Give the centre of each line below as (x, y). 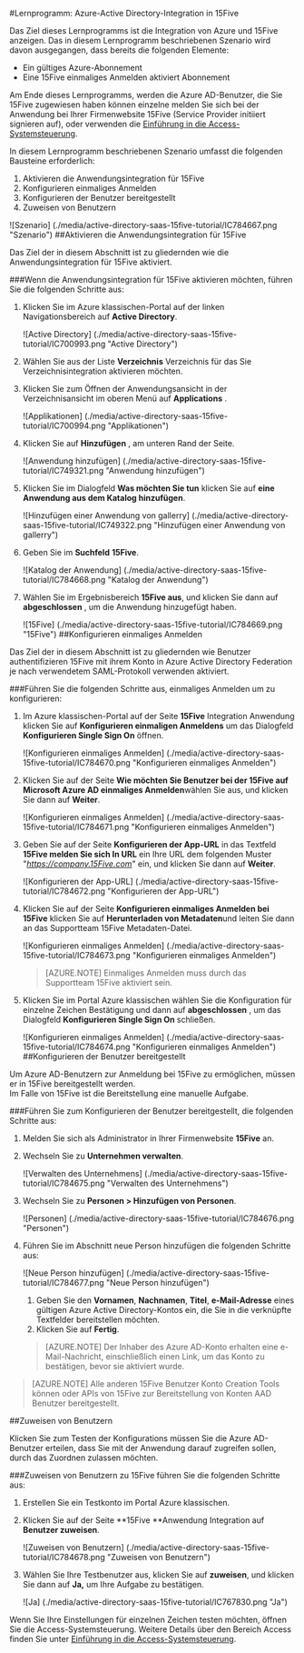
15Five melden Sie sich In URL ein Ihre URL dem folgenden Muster (147, 854)
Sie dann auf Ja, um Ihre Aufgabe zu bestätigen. (113, 1584)
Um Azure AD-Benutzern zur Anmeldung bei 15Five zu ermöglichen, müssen (152, 1074)
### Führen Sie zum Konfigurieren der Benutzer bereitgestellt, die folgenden (152, 1111)
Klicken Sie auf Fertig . (78, 1329)
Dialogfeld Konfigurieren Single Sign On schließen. (119, 1019)
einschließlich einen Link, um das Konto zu (185, 1357)
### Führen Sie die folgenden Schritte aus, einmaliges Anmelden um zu (142, 689)
